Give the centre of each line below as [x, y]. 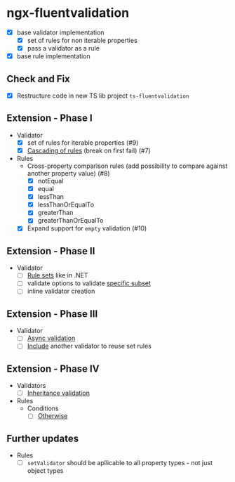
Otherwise [53, 416]
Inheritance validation [59, 393]
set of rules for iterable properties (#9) [83, 143]
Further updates [43, 438]
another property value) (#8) [68, 173]
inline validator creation [61, 291]
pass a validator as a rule [63, 48]
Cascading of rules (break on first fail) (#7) [89, 150]
